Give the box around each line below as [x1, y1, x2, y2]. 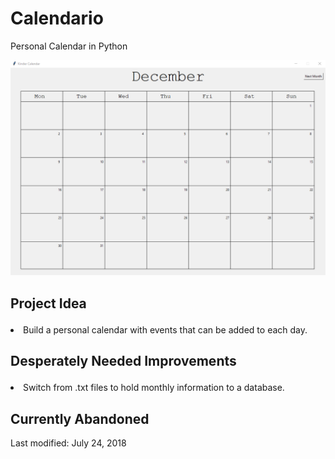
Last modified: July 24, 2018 [10, 437, 127, 449]
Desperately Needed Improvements [10, 353, 237, 370]
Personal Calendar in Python [10, 40, 128, 52]
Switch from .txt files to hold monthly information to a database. [23, 382, 285, 394]
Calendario [10, 7, 104, 30]
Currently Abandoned [10, 410, 150, 427]
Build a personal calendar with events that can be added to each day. [23, 323, 308, 336]
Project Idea [10, 295, 87, 312]
